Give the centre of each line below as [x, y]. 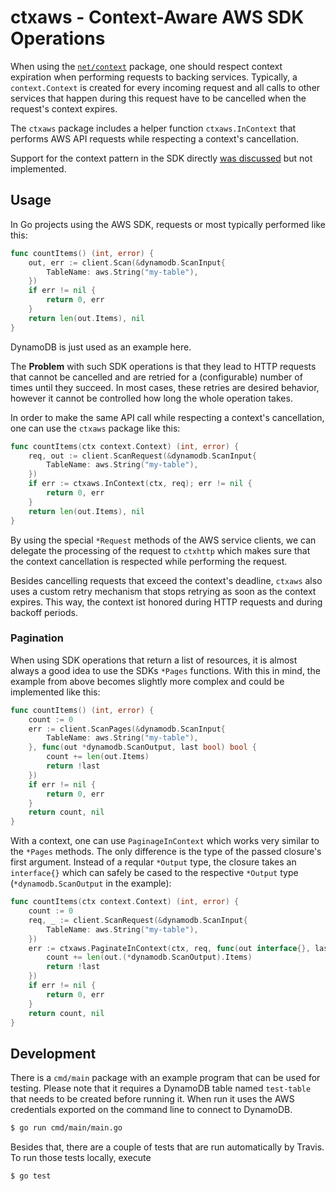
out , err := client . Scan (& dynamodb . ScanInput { [127, 262]
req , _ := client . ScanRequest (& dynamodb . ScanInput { [138, 920]
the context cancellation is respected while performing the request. [149, 561]
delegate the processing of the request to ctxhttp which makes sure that [160, 550]
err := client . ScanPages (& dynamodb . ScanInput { [127, 729]
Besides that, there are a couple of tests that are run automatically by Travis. [167, 1147]
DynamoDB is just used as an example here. [101, 347]
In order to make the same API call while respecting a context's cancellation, [167, 417]
